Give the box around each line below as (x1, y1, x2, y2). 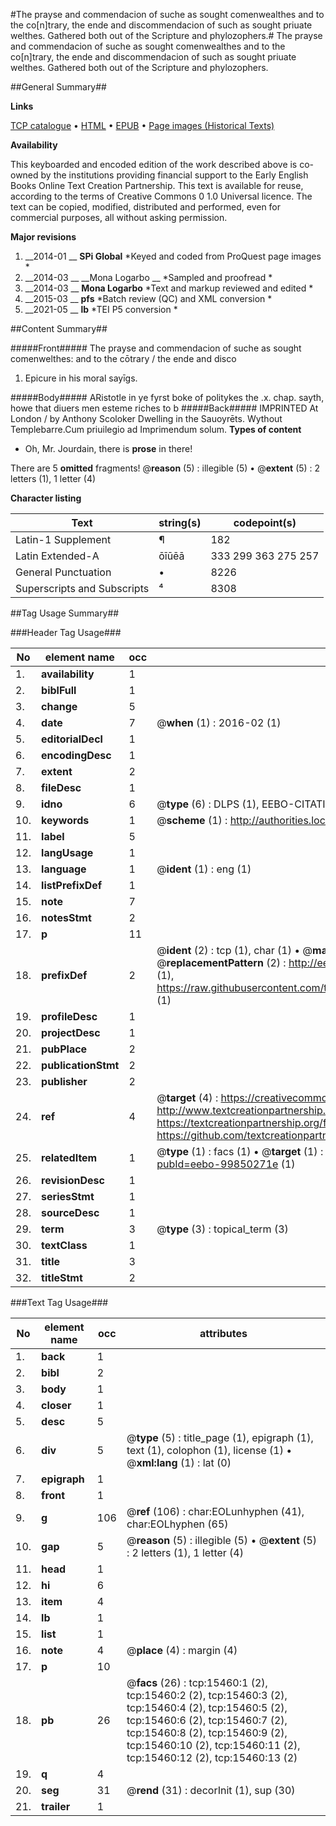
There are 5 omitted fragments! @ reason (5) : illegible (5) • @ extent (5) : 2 (10, 462, 321, 474)
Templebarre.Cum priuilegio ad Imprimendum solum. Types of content (10, 424, 302, 435)
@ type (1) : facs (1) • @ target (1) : (156, 1145, 324, 1158)
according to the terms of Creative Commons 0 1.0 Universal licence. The (10, 190, 313, 202)
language (41, 862, 87, 876)
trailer (41, 1800, 71, 1813)
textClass (41, 1239, 88, 1252)
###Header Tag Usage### (10, 627, 122, 638)
